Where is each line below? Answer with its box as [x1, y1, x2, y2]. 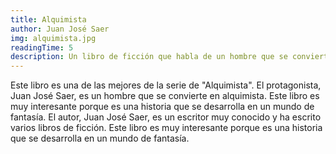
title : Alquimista [10, 14, 87, 25]
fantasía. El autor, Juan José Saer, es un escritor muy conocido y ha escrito [10, 111, 322, 123]
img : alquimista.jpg [10, 33, 97, 43]
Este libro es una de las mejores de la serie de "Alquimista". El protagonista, [10, 79, 322, 91]
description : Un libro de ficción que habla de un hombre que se [10, 52, 288, 62]
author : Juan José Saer [10, 24, 110, 34]
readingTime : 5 [10, 42, 74, 53]
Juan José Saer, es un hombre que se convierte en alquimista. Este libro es [10, 90, 320, 102]
